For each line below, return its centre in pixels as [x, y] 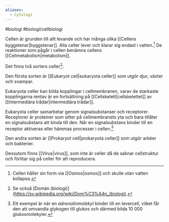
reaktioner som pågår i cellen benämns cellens [54, 50]
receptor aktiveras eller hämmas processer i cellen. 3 [60, 128]
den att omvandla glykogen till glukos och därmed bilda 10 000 [77, 209]
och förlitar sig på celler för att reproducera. [51, 159]
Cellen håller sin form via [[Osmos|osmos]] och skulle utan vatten [80, 173]
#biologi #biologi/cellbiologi [34, 29]
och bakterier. [20, 144]
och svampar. [19, 81]
